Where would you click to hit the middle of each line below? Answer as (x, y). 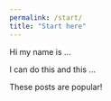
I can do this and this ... (53, 69)
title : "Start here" (48, 26)
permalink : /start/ (46, 18)
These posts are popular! (56, 87)
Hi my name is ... (40, 51)
